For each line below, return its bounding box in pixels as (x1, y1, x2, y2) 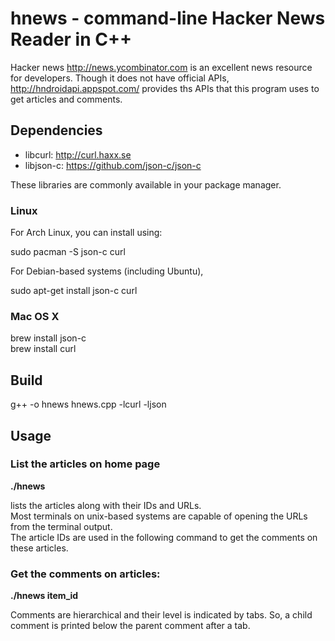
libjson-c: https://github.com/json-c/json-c (24, 159, 202, 171)
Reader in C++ (10, 28, 132, 51)
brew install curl (10, 343, 77, 355)
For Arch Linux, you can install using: (10, 227, 163, 239)
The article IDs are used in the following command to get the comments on (10, 531, 318, 543)
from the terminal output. (10, 520, 113, 532)
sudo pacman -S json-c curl (10, 246, 126, 258)
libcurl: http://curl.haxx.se (24, 148, 132, 161)
